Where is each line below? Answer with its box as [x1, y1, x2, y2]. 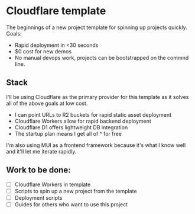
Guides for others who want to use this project [14, 200, 128, 208]
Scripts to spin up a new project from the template [14, 187, 137, 194]
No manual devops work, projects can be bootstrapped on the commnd [14, 54, 189, 61]
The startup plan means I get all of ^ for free [14, 130, 122, 137]
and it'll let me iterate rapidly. [6, 148, 77, 155]
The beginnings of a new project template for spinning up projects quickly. [6, 24, 187, 31]
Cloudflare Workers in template [14, 181, 91, 188]
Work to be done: [6, 165, 71, 175]
